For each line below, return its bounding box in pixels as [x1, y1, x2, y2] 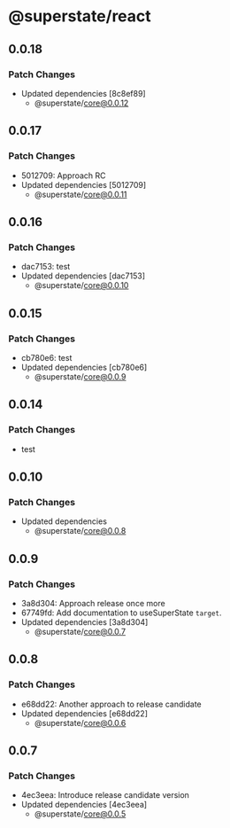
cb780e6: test [20, 352, 73, 363]
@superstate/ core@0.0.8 [34, 526, 126, 536]
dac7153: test [20, 262, 71, 272]
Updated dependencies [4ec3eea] [20, 800, 148, 810]
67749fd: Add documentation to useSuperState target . [20, 607, 222, 618]
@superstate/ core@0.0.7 [34, 627, 126, 637]
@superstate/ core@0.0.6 [34, 717, 126, 728]
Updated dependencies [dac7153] [20, 270, 146, 281]
